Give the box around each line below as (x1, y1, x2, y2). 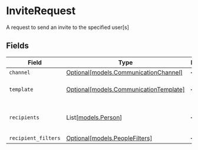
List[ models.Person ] (66, 113, 123, 122)
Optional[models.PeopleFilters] (66, 134, 153, 142)
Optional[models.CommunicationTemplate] (66, 85, 185, 93)
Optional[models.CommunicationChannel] (66, 68, 183, 76)
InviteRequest (6, 4, 76, 18)
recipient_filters (9, 135, 61, 141)
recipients (9, 114, 39, 120)
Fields (6, 41, 29, 51)
